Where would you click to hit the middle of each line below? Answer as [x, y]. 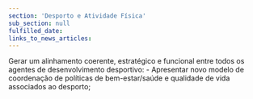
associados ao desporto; [50, 87]
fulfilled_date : [36, 31]
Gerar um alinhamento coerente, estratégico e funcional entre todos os [126, 61]
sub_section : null [39, 23]
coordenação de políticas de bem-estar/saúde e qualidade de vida [119, 78]
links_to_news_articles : [50, 38]
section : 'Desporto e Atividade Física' [78, 16]
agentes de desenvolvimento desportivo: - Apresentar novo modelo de [126, 70]
